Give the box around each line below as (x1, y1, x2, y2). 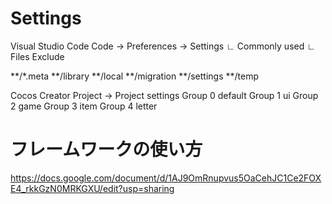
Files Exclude (10, 50, 65, 62)
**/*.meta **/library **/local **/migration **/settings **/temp (10, 70, 260, 82)
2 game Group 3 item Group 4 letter (10, 100, 158, 112)
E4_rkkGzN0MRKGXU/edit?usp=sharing (10, 182, 175, 194)
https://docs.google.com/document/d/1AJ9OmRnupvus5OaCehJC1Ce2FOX (10, 172, 322, 184)
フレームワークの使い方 (10, 138, 203, 161)
